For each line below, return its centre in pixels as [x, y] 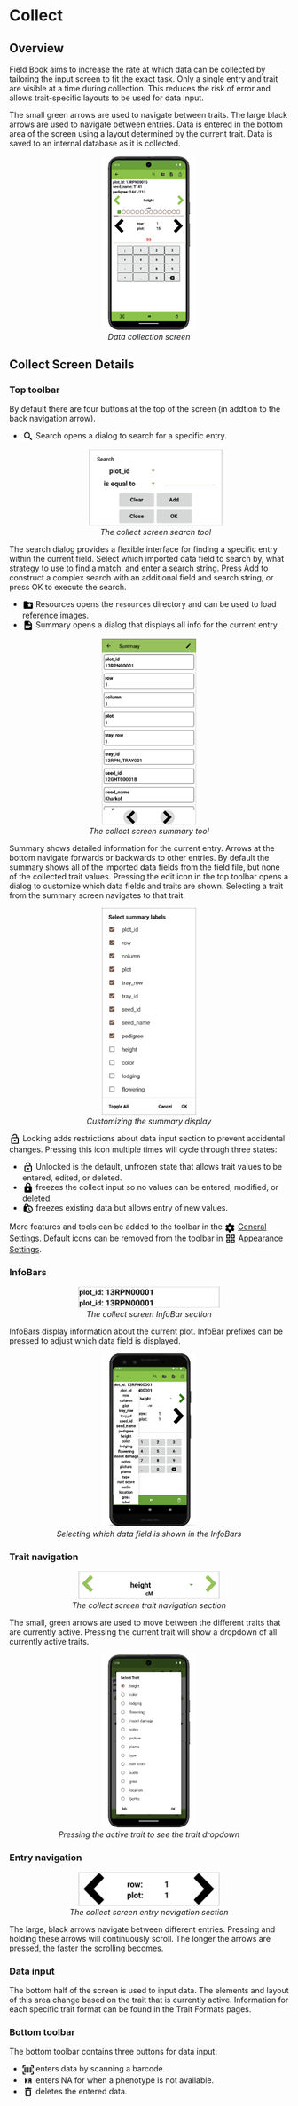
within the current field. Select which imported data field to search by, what [147, 559]
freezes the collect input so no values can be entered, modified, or [157, 1187]
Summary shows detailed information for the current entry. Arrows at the [142, 848]
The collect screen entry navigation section [149, 1912]
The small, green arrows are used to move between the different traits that [145, 1622]
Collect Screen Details [72, 364]
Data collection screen [149, 336]
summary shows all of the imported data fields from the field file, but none [145, 867]
